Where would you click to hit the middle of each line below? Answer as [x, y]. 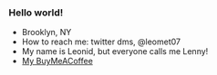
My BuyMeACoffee [57, 61]
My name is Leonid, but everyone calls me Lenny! [115, 52]
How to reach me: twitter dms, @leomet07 [101, 42]
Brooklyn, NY [46, 33]
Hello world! [36, 13]
